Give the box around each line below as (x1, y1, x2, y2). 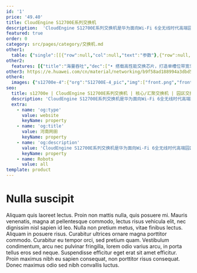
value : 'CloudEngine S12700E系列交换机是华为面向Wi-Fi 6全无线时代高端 (21, 145, 186, 151)
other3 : (6, 69, 25, 75)
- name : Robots (16, 156, 54, 162)
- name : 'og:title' (16, 123, 64, 129)
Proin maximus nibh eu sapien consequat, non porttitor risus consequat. (6, 255, 181, 262)
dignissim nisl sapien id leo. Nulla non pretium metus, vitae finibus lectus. (6, 224, 183, 231)
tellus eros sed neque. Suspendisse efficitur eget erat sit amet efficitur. (6, 249, 178, 256)
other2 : (6, 58, 25, 63)
